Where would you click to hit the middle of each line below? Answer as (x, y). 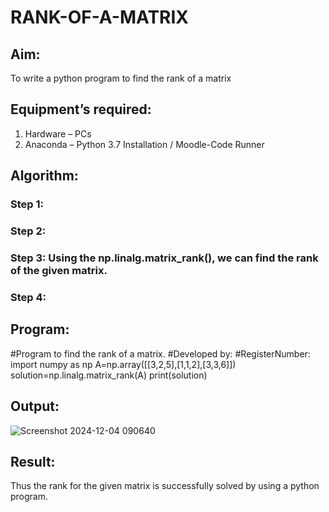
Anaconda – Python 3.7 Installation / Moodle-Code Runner (144, 144)
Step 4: (28, 297)
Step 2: (28, 231)
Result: (33, 461)
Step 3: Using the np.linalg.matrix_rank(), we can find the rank (164, 258)
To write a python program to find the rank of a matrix (121, 78)
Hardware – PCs (58, 133)
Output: (35, 406)
